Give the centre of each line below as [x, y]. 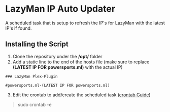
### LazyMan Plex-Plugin [31, 77]
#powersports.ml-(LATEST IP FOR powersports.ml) [58, 85]
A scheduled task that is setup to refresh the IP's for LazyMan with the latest [85, 23]
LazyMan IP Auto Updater [60, 9]
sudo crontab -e [35, 104]
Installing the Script [37, 44]
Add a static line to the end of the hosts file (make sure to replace [81, 62]
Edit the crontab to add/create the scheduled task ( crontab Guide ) [81, 95]
